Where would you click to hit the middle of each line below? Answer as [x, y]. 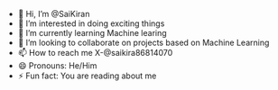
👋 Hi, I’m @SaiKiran [54, 14]
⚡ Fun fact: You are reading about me [87, 76]
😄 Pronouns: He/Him [57, 66]
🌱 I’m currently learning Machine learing [92, 33]
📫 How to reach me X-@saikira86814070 [95, 53]
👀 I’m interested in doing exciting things [91, 23]
